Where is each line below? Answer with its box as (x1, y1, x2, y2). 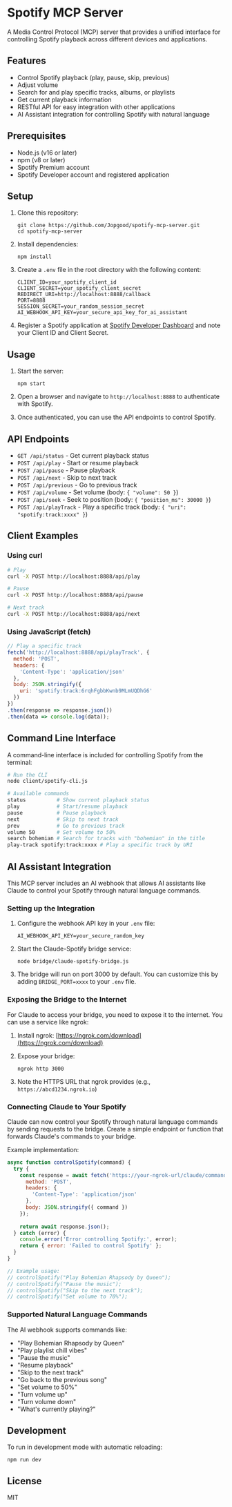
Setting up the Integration (7, 903, 95, 913)
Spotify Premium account (17, 163, 90, 171)
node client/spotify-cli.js (7, 778, 88, 785)
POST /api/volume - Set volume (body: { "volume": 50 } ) (17, 488, 179, 496)
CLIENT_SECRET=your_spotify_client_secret (17, 285, 142, 292)
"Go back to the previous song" (17, 1375, 107, 1383)
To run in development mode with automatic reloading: (7, 1443, 163, 1451)
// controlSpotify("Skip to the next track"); (7, 1287, 144, 1294)
